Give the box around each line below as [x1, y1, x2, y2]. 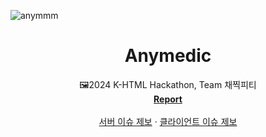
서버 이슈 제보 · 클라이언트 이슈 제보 [98, 115, 238, 127]
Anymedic [124, 45, 212, 67]
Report [153, 93, 183, 105]
